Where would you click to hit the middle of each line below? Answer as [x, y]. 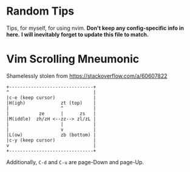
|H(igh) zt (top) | [51, 103]
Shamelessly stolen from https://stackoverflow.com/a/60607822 [87, 76]
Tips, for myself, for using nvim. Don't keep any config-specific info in [95, 28]
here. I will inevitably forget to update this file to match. [77, 34]
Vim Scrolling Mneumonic [73, 59]
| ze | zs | [51, 114]
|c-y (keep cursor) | [51, 140]
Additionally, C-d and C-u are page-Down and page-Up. [75, 162]
